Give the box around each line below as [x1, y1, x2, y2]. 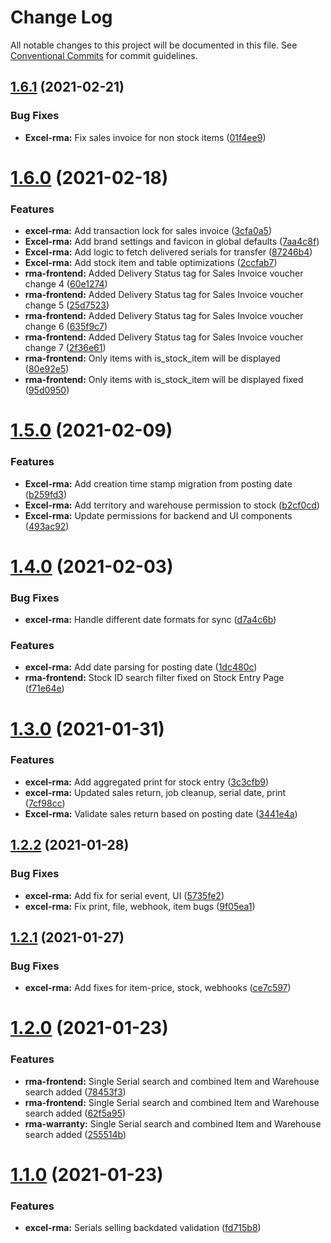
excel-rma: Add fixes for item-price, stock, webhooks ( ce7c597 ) [24, 982, 292, 994]
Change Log [10, 6, 113, 29]
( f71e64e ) [24, 682, 65, 695]
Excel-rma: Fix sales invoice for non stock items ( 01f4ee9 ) [24, 131, 267, 143]
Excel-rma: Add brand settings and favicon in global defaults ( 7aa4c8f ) [24, 236, 320, 248]
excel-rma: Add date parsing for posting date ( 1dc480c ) [24, 661, 258, 673]
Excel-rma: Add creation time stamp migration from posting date [24, 477, 293, 490]
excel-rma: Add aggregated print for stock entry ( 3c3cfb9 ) [24, 776, 270, 788]
